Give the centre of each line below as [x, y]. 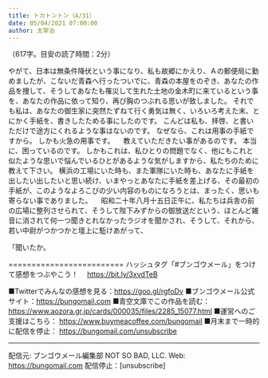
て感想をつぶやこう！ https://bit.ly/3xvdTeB [83, 274]
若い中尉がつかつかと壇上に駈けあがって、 [78, 230]
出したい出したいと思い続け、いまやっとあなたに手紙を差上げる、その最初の [134, 181]
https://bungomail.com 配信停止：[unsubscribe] [87, 366]
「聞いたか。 [29, 247]
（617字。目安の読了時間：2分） [61, 54]
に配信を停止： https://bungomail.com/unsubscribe [93, 331]
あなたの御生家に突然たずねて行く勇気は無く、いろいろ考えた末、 [144, 111]
